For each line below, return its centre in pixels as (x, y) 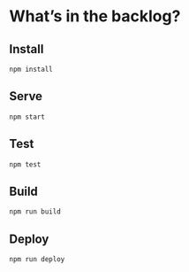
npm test (25, 164)
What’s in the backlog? (95, 16)
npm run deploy (37, 260)
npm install (31, 69)
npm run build (35, 212)
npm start (27, 117)
